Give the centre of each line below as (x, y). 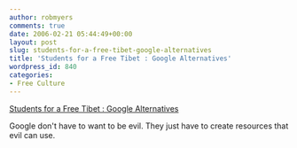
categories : (31, 75)
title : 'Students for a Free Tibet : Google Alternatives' (121, 58)
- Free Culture (37, 83)
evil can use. (32, 135)
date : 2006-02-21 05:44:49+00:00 (71, 34)
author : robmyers (41, 17)
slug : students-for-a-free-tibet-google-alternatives (111, 51)
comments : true (37, 26)
